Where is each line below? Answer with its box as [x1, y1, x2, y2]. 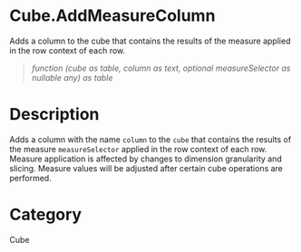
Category [9, 205, 83, 225]
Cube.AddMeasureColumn [9, 5, 216, 26]
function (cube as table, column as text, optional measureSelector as [31, 63, 291, 73]
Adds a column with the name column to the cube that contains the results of [9, 133, 292, 145]
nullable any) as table [31, 72, 113, 82]
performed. [9, 172, 52, 183]
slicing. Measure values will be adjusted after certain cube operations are [9, 162, 284, 173]
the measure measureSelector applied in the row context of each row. [9, 143, 267, 154]
